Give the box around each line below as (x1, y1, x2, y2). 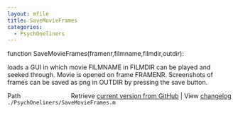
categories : (7, 23, 43, 30)
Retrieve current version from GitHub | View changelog (70, 92, 232, 100)
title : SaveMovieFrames (7, 17, 78, 24)
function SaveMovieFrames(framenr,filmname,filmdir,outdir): (7, 49, 185, 58)
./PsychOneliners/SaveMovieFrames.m (7, 100, 116, 107)
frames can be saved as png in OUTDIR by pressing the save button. (7, 78, 208, 87)
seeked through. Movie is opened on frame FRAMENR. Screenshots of (7, 71, 213, 79)
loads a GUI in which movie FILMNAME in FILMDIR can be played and (7, 63, 211, 71)
